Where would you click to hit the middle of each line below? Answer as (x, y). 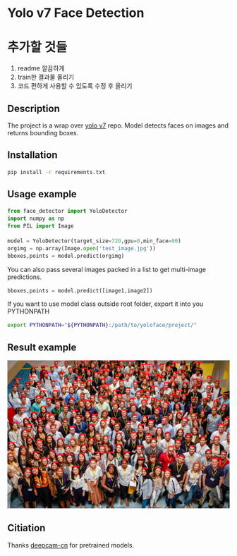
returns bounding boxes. (43, 132)
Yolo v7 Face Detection (76, 13)
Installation (32, 155)
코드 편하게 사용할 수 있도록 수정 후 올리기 (75, 86)
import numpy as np (36, 219)
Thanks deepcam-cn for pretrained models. (71, 545)
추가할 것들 (37, 48)
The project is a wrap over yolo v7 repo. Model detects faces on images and (118, 125)
